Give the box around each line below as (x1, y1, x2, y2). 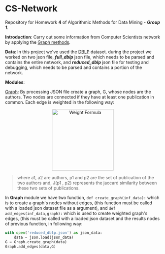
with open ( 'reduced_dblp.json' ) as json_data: (5, 230, 102, 235)
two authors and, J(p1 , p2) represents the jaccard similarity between (17, 180, 157, 186)
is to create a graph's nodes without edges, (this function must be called (5, 200, 153, 206)
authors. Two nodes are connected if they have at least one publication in (5, 94, 154, 100)
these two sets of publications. (17, 185, 80, 191)
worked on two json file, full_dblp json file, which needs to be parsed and (5, 54, 155, 60)
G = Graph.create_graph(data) (5, 239, 67, 244)
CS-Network (5, 3, 58, 14)
